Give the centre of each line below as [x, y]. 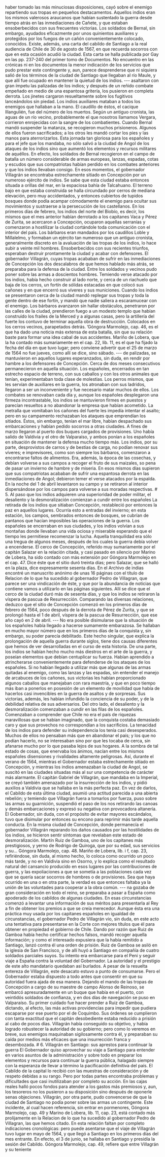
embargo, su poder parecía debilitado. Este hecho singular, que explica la [80, 636]
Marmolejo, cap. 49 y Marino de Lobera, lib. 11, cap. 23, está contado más [80, 1113]
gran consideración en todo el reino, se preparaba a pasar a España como [80, 893]
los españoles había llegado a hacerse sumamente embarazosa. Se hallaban [82, 625]
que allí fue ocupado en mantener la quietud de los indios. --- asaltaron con [82, 80]
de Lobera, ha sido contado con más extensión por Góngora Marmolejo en [81, 557]
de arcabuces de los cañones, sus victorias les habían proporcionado [76, 678]
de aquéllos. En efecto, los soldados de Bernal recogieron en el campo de [80, 154]
